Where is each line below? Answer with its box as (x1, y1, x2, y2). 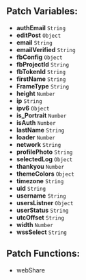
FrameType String (16, 82, 70, 90)
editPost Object (16, 31, 61, 39)
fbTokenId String (16, 67, 66, 75)
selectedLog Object (16, 154, 73, 163)
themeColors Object (16, 170, 74, 178)
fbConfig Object (16, 53, 63, 61)
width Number (16, 220, 54, 229)
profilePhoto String (16, 148, 73, 156)
